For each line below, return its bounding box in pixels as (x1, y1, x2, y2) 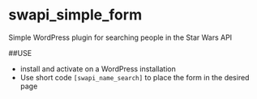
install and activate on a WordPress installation (19, 63, 176, 74)
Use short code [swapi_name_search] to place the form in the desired (19, 72, 250, 82)
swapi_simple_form (8, 6, 143, 24)
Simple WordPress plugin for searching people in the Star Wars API (8, 32, 233, 42)
